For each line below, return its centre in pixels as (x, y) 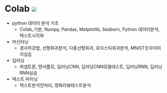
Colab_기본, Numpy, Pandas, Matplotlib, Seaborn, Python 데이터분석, (90, 29)
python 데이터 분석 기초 (35, 23)
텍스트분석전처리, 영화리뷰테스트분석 (55, 85)
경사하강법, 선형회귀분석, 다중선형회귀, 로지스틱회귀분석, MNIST (82, 48)
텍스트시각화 (32, 35)
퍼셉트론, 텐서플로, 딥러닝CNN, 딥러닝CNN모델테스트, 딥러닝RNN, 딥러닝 (91, 66)
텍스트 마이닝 (25, 79)
